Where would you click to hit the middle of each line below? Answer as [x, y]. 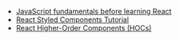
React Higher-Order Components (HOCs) [84, 28]
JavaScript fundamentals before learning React [94, 11]
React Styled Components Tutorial [72, 20]
